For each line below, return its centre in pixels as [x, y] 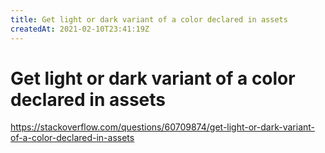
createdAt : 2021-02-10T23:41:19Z [80, 29]
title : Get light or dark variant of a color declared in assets [149, 19]
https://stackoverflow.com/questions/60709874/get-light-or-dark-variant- [163, 127]
